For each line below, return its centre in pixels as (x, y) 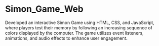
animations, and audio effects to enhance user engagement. (66, 38)
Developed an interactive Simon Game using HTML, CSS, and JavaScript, (80, 23)
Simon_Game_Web (44, 9)
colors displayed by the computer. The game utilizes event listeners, (75, 33)
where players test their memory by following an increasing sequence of (79, 27)
